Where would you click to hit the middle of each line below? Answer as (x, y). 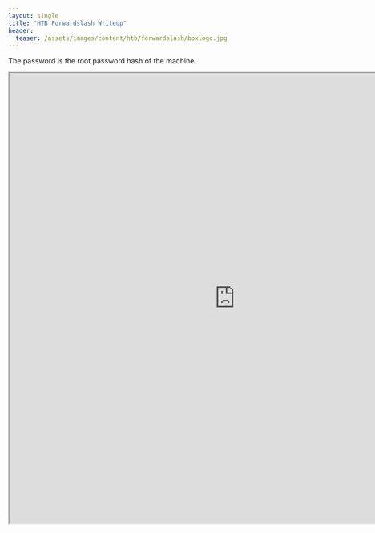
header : (21, 30)
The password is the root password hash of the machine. (102, 61)
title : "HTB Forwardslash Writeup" (68, 23)
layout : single (34, 16)
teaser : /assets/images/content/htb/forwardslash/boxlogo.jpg (121, 38)
